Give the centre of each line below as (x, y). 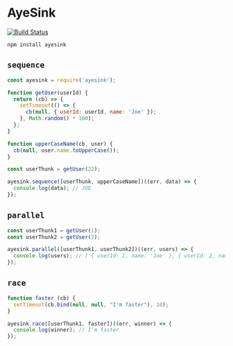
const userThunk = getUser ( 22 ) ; (54, 169)
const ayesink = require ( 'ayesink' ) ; (62, 80)
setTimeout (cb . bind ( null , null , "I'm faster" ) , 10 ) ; (91, 304)
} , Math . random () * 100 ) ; (57, 119)
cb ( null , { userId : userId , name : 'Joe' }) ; (91, 112)
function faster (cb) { (42, 298)
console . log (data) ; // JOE (52, 189)
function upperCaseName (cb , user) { (60, 144)
